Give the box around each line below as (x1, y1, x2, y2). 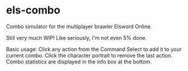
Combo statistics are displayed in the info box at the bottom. (6, 58, 152, 65)
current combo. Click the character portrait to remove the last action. (6, 52, 173, 59)
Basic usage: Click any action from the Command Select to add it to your (6, 45, 182, 53)
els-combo (6, 4, 61, 17)
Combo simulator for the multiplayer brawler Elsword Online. (6, 23, 152, 30)
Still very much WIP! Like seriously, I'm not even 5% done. (6, 34, 147, 41)
